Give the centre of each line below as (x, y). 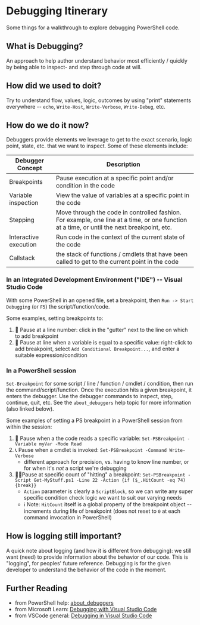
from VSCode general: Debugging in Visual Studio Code (83, 615)
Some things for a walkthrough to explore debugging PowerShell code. (93, 27)
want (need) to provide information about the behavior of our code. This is (97, 557)
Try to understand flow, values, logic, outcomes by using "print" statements (99, 100)
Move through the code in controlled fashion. (118, 213)
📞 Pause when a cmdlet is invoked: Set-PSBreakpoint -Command (91, 449)
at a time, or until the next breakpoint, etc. (114, 227)
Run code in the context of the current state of (121, 237)
